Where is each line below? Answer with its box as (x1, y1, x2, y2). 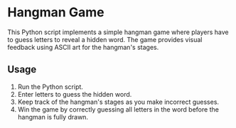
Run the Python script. (17, 82, 84, 91)
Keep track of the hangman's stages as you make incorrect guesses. (17, 97, 219, 106)
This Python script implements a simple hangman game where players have (7, 28, 229, 36)
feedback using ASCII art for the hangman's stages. (7, 43, 159, 51)
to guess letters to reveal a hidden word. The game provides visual (7, 35, 203, 43)
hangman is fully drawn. (17, 112, 89, 121)
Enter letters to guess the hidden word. (17, 90, 132, 98)
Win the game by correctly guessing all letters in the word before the (17, 105, 219, 114)
